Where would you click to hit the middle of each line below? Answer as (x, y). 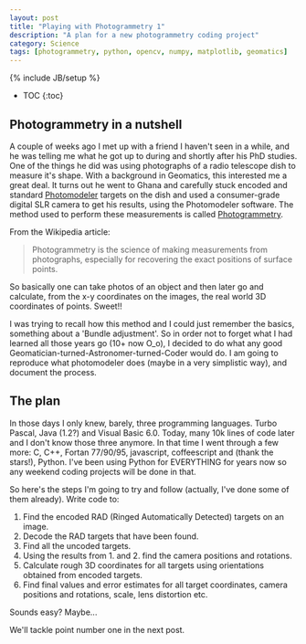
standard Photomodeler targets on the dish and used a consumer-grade (145, 195)
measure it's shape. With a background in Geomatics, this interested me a (148, 175)
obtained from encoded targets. (83, 575)
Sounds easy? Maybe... (53, 612)
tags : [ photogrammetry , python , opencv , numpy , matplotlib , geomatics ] (148, 52)
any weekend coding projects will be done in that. (103, 471)
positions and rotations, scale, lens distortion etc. (115, 594)
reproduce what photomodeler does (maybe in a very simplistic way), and (148, 363)
